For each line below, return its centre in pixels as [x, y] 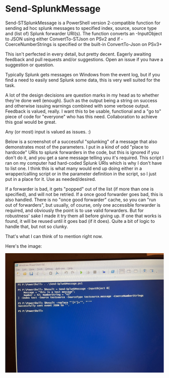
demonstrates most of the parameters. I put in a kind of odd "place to [77, 147]
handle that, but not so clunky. [36, 226]
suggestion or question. [30, 65]
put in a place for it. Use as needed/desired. [51, 179]
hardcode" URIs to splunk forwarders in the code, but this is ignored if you [82, 152]
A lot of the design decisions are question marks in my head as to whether [82, 95]
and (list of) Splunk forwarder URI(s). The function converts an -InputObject [84, 33]
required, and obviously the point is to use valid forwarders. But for [75, 210]
